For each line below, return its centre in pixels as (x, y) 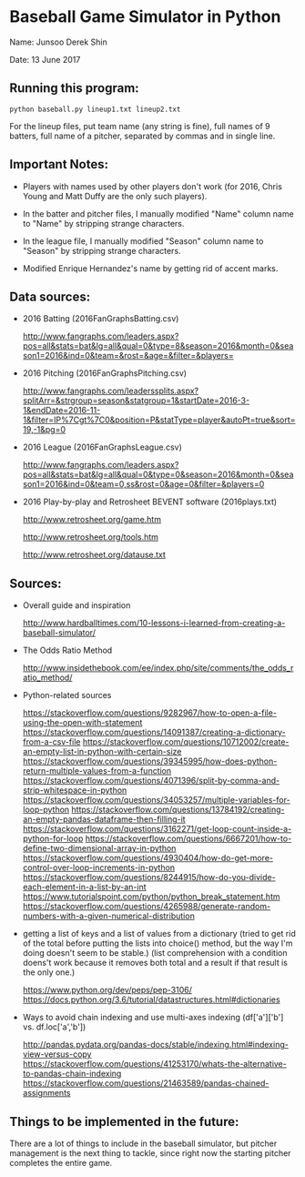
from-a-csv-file (51, 742)
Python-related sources (67, 695)
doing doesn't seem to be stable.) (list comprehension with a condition (155, 953)
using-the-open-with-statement (82, 723)
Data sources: (50, 296)
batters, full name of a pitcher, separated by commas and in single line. (142, 136)
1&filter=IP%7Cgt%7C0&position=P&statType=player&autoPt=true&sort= (159, 420)
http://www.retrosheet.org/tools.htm (91, 537)
